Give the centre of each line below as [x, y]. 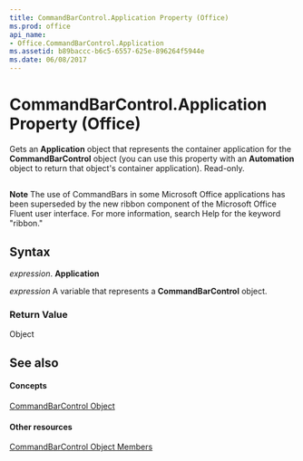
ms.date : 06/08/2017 [49, 60]
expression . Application [54, 274]
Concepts [28, 386]
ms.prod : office [40, 26]
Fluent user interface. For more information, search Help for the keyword [145, 214]
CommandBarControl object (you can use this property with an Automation [152, 158]
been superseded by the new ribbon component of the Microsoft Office [143, 204]
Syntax [30, 251]
